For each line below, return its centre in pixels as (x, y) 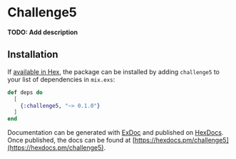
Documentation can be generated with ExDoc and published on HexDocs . (116, 133)
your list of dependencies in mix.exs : (61, 79)
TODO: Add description (43, 32)
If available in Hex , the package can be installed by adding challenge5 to (113, 71)
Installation (33, 55)
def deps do (25, 92)
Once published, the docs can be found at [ (71, 140)
